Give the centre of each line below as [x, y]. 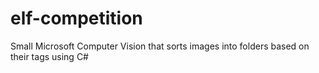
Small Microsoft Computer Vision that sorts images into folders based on [160, 46]
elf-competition [76, 18]
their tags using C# [49, 56]
